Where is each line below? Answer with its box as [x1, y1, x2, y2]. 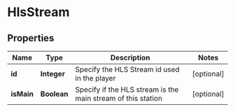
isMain [10, 89, 34, 99]
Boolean [40, 89, 69, 99]
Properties [7, 32, 55, 44]
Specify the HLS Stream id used [75, 64, 180, 74]
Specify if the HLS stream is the [75, 85, 179, 94]
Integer [40, 69, 65, 78]
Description [110, 53, 150, 62]
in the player [75, 73, 116, 83]
